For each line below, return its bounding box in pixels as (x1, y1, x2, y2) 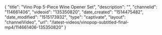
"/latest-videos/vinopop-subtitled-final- (50, 19, 129, 25)
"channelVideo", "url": (4, 19, 49, 25)
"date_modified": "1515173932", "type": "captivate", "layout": (4, 14, 126, 20)
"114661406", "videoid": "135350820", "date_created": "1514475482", (4, 9, 144, 15)
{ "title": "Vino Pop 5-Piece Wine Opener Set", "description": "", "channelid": (4, 4, 158, 10)
